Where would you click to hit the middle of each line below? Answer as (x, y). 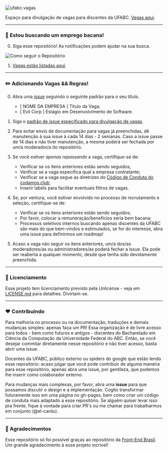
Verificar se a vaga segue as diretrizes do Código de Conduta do (87, 177)
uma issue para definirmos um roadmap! (61, 234)
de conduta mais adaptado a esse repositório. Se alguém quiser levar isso (81, 401)
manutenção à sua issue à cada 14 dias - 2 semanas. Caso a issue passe (87, 136)
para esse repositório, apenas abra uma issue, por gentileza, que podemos (82, 370)
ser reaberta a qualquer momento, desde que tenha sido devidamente (84, 254)
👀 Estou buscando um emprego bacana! (54, 35)
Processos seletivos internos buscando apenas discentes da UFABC (90, 223)
